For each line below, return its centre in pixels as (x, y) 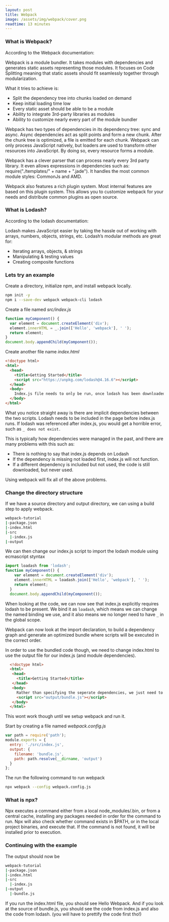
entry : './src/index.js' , (37, 745)
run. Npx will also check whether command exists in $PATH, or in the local (82, 822)
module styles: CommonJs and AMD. (44, 176)
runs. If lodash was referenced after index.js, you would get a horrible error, (83, 423)
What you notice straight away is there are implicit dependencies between (82, 413)
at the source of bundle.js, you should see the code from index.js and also (82, 908)
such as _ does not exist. (33, 428)
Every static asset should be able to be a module (63, 108)
